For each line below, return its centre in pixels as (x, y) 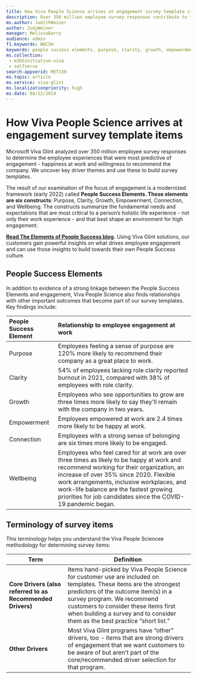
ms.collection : (25, 55)
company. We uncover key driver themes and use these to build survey (92, 170)
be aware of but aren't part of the (113, 653)
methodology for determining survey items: (58, 545)
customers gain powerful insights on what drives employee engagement (93, 243)
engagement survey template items (95, 135)
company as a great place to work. (106, 360)
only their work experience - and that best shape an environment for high (95, 219)
